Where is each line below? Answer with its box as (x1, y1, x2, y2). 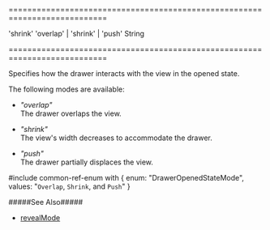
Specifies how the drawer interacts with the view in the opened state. (8, 69, 240, 78)
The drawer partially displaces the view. (19, 157, 154, 167)
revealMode (19, 213, 61, 223)
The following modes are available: (8, 84, 125, 94)
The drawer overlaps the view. (19, 109, 122, 118)
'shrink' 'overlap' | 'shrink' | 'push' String (8, 29, 144, 38)
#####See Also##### (8, 198, 84, 207)
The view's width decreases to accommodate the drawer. (19, 133, 212, 143)
